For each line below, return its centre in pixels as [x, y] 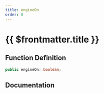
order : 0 [14, 15]
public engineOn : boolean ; [33, 69]
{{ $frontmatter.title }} [52, 39]
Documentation [30, 85]
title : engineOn [22, 10]
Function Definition [36, 58]
